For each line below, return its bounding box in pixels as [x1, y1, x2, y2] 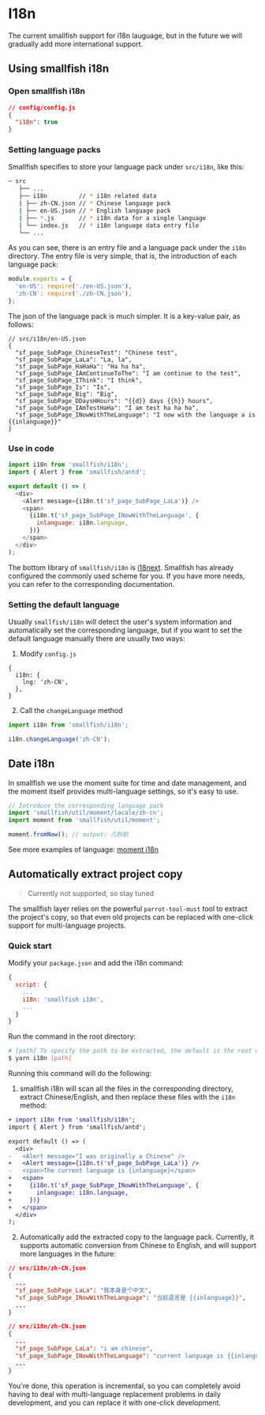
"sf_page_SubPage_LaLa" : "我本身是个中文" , [15, 1286, 152, 1294]
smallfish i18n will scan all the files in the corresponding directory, [19, 1084, 234, 1093]
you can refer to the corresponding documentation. [8, 579, 175, 588]
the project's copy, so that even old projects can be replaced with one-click [8, 912, 254, 921]
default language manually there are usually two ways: [8, 634, 185, 644]
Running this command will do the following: [8, 1069, 152, 1078]
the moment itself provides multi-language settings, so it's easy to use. [8, 786, 239, 796]
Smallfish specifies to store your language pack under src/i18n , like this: [8, 162, 244, 172]
